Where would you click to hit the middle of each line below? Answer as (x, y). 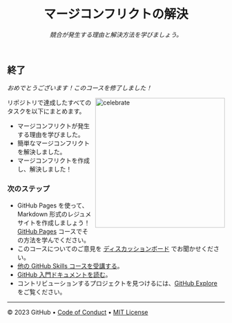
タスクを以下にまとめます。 (46, 111)
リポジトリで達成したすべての (49, 103)
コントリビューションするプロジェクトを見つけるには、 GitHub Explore (117, 283)
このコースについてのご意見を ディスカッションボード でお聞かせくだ (115, 248)
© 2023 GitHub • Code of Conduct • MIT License (78, 312)
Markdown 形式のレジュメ (54, 214)
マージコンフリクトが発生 (54, 126)
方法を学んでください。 (57, 240)
